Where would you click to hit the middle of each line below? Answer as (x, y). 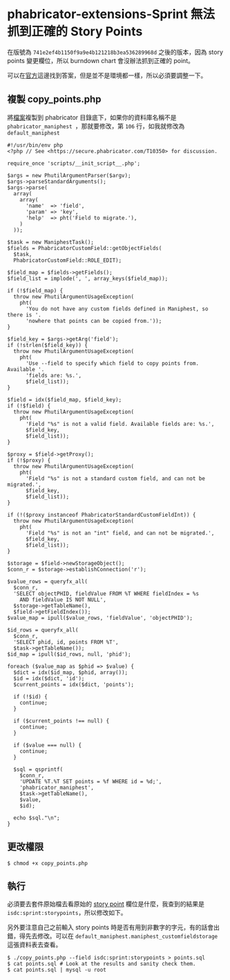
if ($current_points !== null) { (61, 721)
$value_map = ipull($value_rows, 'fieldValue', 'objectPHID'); (100, 618)
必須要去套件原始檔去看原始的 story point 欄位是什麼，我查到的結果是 (106, 904)
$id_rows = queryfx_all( (43, 630)
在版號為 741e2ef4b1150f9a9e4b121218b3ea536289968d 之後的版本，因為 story (115, 52)
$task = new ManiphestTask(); (51, 242)
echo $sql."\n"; (37, 818)
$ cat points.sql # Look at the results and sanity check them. (102, 964)
